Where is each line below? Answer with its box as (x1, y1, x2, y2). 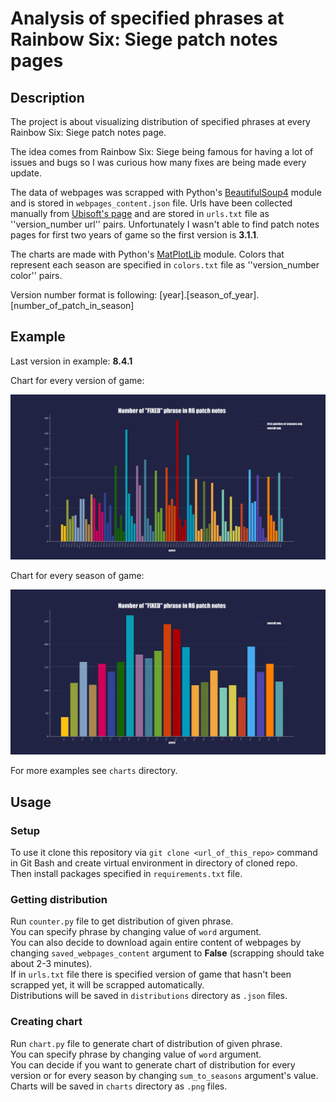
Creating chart (10, 1015, 83, 1029)
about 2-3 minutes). (10, 958, 93, 970)
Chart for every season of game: (10, 570, 145, 582)
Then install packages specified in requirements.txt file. (10, 868, 243, 880)
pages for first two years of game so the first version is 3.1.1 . (10, 229, 260, 241)
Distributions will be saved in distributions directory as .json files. (10, 990, 288, 1002)
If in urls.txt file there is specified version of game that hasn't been (10, 968, 292, 981)
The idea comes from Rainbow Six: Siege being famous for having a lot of (10, 146, 314, 157)
